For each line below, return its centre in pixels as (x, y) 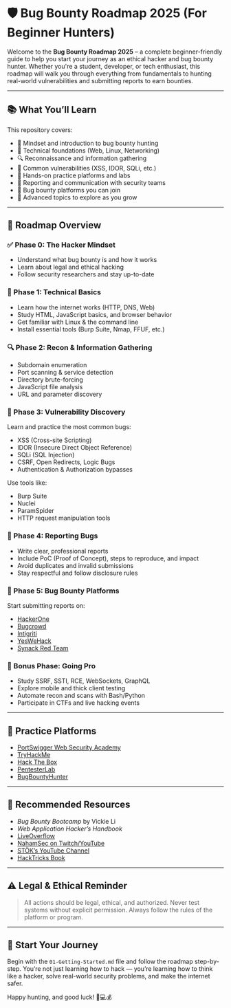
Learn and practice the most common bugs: (69, 427)
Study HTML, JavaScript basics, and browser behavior (95, 314)
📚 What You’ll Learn (52, 110)
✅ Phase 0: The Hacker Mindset (61, 245)
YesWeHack (34, 641)
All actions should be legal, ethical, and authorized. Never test (112, 902)
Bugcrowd (32, 626)
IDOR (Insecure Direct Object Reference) (75, 448)
